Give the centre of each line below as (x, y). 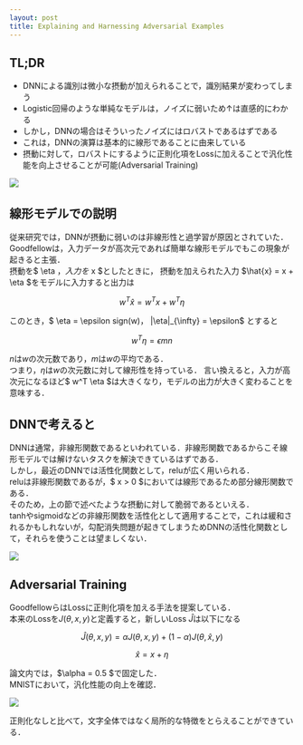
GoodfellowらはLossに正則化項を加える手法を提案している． (123, 607)
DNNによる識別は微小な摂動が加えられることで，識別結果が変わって (150, 86)
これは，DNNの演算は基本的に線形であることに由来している (134, 142)
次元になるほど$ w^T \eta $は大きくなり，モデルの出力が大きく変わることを (151, 382)
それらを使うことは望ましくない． (88, 538)
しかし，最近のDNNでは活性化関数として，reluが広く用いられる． (132, 470)
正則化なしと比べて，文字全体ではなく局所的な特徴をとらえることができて (148, 721)
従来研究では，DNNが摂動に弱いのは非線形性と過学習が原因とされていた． (149, 237)
